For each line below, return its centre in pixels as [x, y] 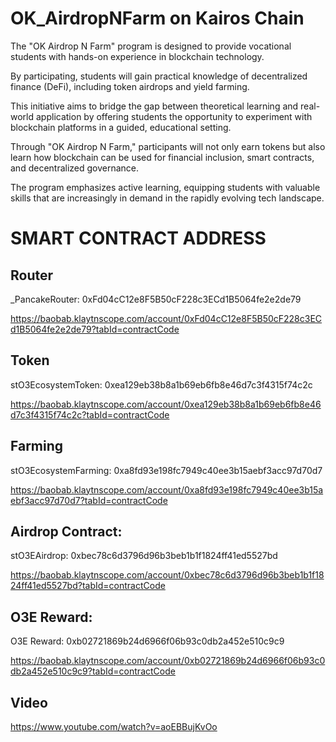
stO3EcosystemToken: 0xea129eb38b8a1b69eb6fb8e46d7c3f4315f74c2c [161, 384]
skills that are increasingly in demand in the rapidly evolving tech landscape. [167, 198]
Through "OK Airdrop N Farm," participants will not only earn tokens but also [168, 146]
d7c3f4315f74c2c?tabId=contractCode [90, 414]
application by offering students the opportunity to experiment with [174, 116]
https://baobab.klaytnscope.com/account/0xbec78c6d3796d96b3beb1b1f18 [167, 575]
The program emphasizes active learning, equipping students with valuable [165, 187]
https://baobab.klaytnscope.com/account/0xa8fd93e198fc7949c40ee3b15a [167, 489]
